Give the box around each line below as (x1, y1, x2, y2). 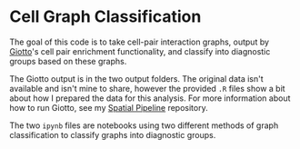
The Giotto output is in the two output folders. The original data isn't (9, 73, 264, 84)
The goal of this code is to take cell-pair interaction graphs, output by (9, 36, 270, 47)
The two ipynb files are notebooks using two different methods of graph (9, 120, 279, 131)
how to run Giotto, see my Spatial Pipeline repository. (9, 102, 208, 113)
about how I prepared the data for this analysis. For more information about (9, 93, 291, 104)
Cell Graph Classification (9, 6, 202, 27)
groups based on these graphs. (9, 55, 127, 66)
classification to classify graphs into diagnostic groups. (9, 129, 216, 140)
